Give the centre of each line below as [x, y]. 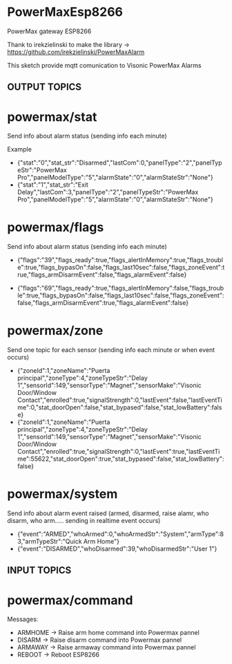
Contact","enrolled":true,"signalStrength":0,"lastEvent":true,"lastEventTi [118, 452]
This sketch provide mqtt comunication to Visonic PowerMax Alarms [104, 65]
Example [20, 149]
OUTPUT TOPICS [44, 87]
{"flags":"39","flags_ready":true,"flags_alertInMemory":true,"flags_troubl [120, 260]
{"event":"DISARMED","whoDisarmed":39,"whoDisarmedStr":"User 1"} [117, 549]
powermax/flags [56, 227]
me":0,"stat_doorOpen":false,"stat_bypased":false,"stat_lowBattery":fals [119, 407]
